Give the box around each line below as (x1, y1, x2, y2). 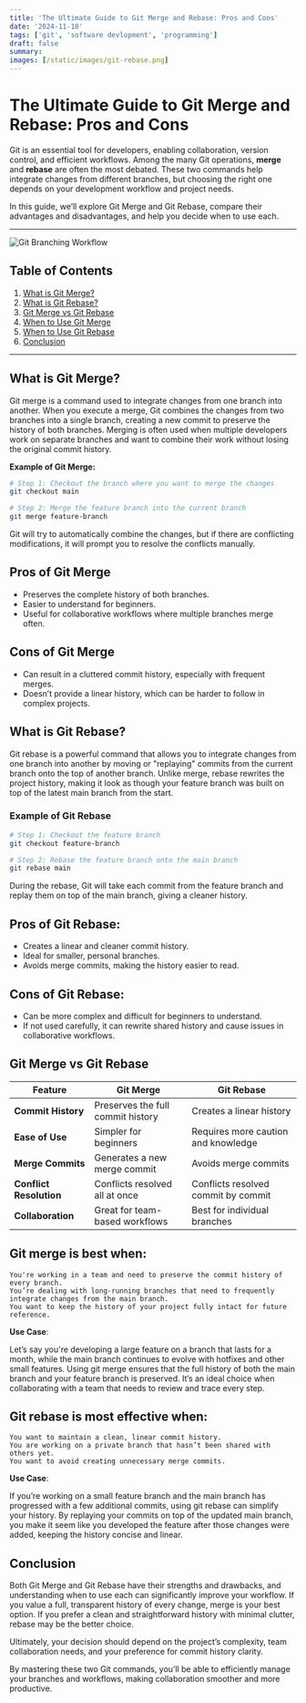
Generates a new (94, 1151, 168, 1163)
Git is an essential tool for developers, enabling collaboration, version (9, 144, 269, 155)
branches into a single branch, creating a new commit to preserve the (9, 414, 270, 425)
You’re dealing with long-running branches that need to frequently (9, 1286, 275, 1295)
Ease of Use (14, 1130, 67, 1143)
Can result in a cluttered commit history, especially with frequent (22, 668, 266, 679)
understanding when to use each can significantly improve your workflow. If (9, 1590, 294, 1601)
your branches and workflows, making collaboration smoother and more (9, 1674, 280, 1685)
